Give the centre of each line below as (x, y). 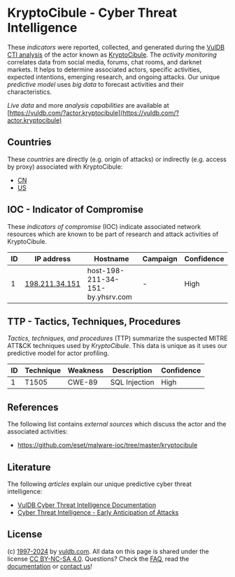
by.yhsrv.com (110, 297)
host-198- (106, 270)
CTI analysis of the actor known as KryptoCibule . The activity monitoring (112, 55)
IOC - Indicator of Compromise (75, 210)
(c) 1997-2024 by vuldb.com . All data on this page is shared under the (108, 551)
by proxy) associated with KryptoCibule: (65, 167)
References (33, 407)
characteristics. (30, 92)
